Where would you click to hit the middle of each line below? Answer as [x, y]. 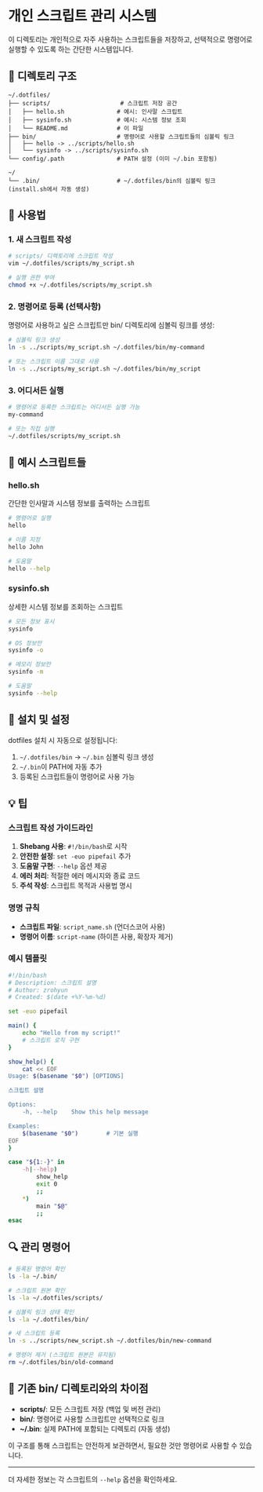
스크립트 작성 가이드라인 [51, 828]
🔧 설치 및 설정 [39, 720]
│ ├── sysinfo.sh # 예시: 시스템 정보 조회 [97, 120]
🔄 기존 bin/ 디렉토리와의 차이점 [78, 1389]
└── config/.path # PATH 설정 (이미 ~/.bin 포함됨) [113, 159]
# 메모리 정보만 [30, 664]
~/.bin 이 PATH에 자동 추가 [61, 766]
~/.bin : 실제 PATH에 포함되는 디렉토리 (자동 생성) [95, 1428]
